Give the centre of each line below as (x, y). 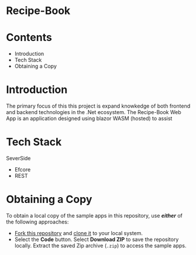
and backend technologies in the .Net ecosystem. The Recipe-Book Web (94, 112)
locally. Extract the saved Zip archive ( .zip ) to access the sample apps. (100, 245)
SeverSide (18, 158)
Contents (29, 38)
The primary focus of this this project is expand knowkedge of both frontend (98, 106)
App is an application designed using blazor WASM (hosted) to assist (89, 119)
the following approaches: (37, 222)
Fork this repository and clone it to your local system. (79, 233)
